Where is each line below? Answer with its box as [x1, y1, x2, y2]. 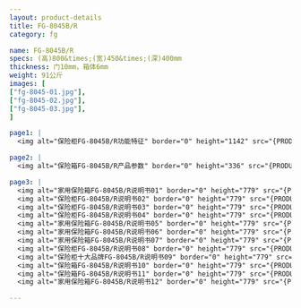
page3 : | [9, 177, 42, 186]
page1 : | [9, 129, 42, 138]
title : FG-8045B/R [9, 21, 78, 30]
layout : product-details [9, 13, 102, 22]
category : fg [9, 30, 58, 38]
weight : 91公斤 [9, 71, 64, 81]
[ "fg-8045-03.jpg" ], [9, 104, 87, 113]
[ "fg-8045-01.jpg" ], [9, 87, 87, 97]
